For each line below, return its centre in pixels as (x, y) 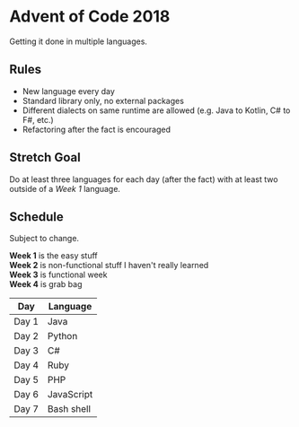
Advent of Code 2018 (90, 17)
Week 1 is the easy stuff (54, 256)
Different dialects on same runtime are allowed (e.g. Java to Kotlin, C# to (156, 110)
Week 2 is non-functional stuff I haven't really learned (109, 266)
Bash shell (69, 409)
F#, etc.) (38, 119)
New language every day (68, 91)
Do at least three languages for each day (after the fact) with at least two (144, 179)
